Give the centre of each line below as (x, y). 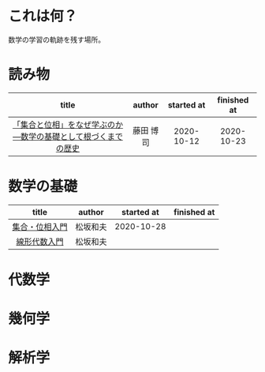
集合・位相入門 (40, 227)
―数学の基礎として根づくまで (68, 137)
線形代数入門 (40, 242)
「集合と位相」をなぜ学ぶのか (68, 125)
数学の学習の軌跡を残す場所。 (56, 39)
